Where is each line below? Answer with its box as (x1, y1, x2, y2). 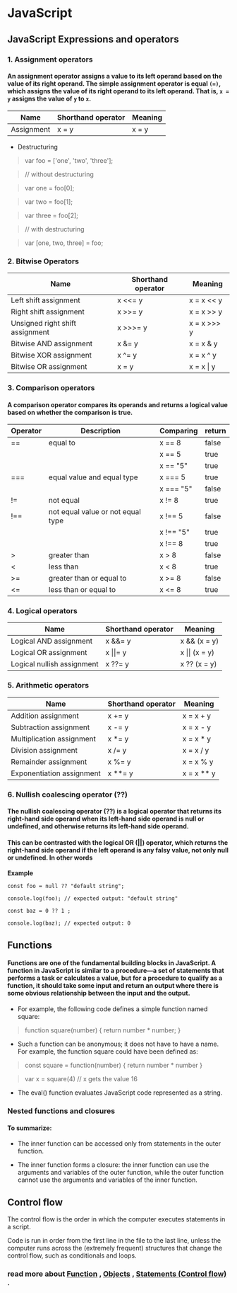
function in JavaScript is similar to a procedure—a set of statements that (7, 967, 224, 975)
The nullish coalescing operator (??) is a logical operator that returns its (7, 807, 222, 816)
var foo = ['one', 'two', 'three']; (24, 156, 114, 164)
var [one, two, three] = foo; (24, 239, 104, 247)
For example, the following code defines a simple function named (17, 1005, 208, 1013)
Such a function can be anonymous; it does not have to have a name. (17, 1039, 219, 1049)
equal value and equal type (48, 472, 139, 482)
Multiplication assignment (11, 734, 97, 744)
